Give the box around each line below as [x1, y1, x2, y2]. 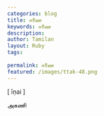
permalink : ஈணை [7, 62, 54, 69]
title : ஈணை [7, 17, 42, 24]
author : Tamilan [7, 36, 54, 43]
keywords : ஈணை [7, 23, 51, 30]
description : [7, 29, 45, 37]
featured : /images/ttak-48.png [7, 68, 98, 75]
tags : [7, 49, 23, 56]
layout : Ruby [7, 42, 45, 49]
